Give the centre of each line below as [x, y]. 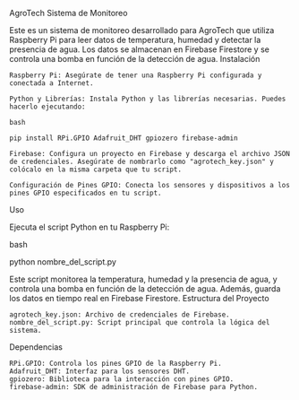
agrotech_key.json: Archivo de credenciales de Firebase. [120, 315]
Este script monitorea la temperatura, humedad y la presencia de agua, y [143, 279]
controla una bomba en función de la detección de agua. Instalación [135, 59]
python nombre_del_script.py [63, 262]
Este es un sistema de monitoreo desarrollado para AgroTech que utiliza [142, 30]
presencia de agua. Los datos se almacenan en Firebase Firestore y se [140, 49]
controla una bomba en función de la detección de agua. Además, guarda [145, 289]
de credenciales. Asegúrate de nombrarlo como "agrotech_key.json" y [142, 161]
